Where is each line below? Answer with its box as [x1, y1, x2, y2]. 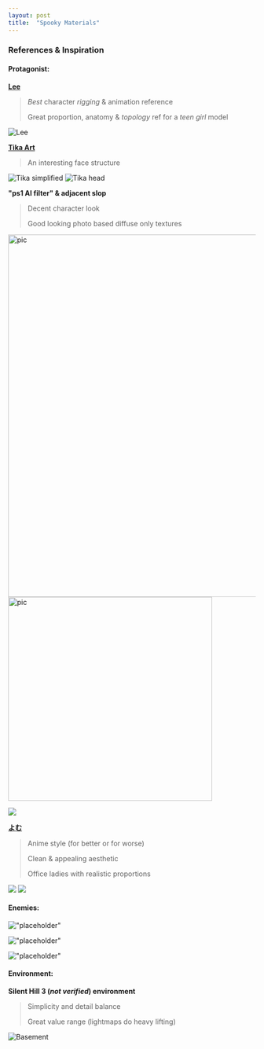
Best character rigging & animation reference [27, 97, 174, 106]
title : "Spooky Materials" [8, 19, 101, 27]
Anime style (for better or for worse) [27, 838, 145, 848]
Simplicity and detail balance [27, 1002, 121, 1011]
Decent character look [27, 204, 100, 213]
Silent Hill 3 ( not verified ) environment [8, 987, 136, 996]
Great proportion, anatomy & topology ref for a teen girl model [27, 112, 229, 122]
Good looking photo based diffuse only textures [27, 218, 182, 228]
